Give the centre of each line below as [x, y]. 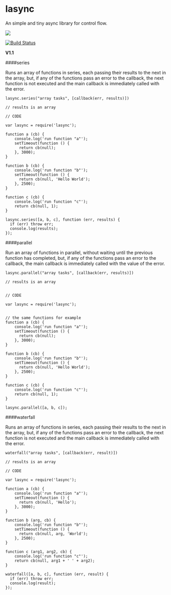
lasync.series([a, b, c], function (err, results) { [63, 219]
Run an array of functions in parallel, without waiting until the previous [79, 253]
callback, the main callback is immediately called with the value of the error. [85, 263]
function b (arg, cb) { [31, 520]
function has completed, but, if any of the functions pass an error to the [81, 258]
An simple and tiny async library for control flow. [56, 23]
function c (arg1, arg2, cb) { [39, 552]
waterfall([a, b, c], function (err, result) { [57, 574]
